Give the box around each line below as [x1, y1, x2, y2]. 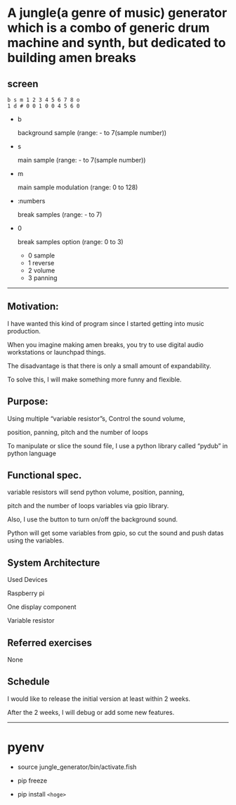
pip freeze [17, 776, 48, 785]
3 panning [27, 274, 58, 282]
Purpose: [7, 395, 48, 407]
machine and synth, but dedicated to [7, 35, 226, 51]
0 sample [27, 251, 55, 260]
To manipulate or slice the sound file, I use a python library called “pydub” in [7, 441, 228, 450]
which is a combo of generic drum [7, 20, 210, 36]
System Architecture [7, 557, 100, 569]
